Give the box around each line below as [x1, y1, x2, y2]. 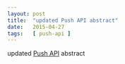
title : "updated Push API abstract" [7, 17, 119, 24]
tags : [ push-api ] [7, 30, 71, 37]
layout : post [7, 10, 46, 18]
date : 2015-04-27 [7, 23, 65, 30]
